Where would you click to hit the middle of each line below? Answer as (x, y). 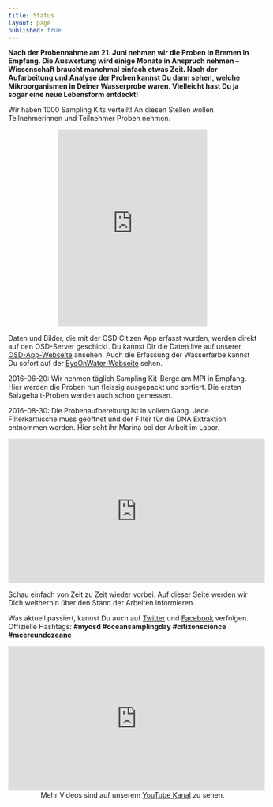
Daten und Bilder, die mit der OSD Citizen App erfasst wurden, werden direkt (133, 338)
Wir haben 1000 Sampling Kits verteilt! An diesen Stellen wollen (111, 110)
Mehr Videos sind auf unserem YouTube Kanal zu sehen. (133, 795)
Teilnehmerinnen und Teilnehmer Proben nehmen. (90, 119)
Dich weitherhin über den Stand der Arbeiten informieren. (101, 603)
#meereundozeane (40, 635)
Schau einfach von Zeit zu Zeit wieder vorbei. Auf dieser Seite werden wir (128, 594)
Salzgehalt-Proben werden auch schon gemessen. (90, 395)
